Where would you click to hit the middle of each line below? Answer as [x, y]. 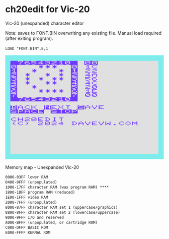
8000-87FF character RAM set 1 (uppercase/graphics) [62, 207]
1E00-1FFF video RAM [27, 197]
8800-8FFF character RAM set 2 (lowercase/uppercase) [63, 212]
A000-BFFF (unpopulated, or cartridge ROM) [52, 222]
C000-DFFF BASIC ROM [27, 227]
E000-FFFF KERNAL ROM [28, 232]
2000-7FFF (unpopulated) [31, 202]
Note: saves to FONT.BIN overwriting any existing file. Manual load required [83, 33]
